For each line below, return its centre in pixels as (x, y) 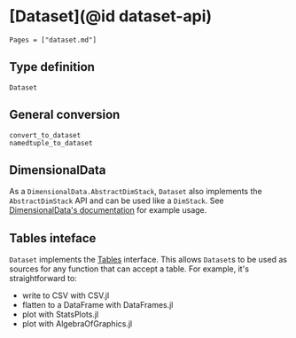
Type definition (52, 67)
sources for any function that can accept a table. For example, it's (129, 269)
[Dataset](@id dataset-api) (111, 16)
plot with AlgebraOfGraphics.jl (77, 324)
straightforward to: (43, 279)
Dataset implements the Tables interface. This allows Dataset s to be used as (148, 260)
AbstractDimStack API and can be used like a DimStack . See (117, 200)
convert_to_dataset (45, 135)
